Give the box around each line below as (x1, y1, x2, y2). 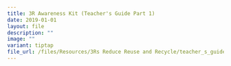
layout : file (7, 23, 45, 30)
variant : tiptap (7, 42, 54, 49)
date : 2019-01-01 (7, 16, 57, 23)
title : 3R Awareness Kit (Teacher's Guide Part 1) (7, 10, 155, 17)
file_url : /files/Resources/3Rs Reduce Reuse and (7, 49, 153, 56)
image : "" (7, 36, 36, 43)
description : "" (7, 29, 54, 36)
